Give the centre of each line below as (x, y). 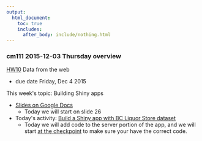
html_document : (31, 18)
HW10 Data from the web (38, 70)
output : (16, 12)
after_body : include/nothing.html (67, 35)
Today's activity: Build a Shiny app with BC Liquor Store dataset (95, 118)
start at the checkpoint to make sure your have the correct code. (106, 131)
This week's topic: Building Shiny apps (55, 93)
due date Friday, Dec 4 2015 (51, 82)
